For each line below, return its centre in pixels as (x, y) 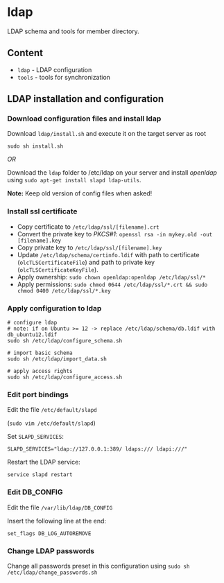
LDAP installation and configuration (86, 99)
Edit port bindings (38, 394)
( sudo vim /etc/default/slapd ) (51, 423)
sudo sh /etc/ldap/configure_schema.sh (65, 341)
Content (25, 53)
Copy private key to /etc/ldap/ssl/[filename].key (89, 247)
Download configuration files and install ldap (84, 119)
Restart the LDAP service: (44, 462)
